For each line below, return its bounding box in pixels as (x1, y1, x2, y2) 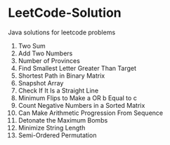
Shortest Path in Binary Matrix (18, 71, 105, 80)
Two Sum (18, 41, 46, 50)
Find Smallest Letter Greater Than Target (18, 64, 136, 72)
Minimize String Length (18, 123, 86, 132)
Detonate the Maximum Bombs (18, 116, 108, 124)
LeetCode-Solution (8, 5, 122, 21)
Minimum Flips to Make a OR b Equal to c (18, 93, 138, 102)
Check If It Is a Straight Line (18, 86, 99, 95)
